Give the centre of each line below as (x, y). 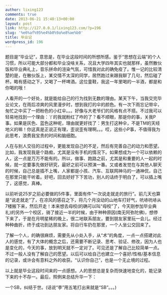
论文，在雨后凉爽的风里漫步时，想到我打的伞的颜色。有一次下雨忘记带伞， (85, 104)
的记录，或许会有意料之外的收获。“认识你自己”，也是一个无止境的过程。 (79, 260)
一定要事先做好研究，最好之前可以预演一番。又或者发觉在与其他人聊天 (90, 165)
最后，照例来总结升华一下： (68, 277)
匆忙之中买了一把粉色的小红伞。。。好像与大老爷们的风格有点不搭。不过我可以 (83, 111)
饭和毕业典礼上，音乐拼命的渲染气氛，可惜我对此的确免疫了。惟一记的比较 (81, 69)
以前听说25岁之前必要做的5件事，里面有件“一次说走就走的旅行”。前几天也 (81, 193)
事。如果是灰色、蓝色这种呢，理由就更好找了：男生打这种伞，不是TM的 (78, 123)
